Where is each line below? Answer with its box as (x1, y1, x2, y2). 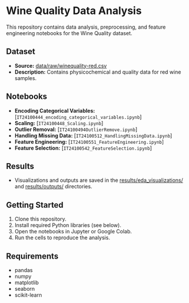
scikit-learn (14, 291, 42, 298)
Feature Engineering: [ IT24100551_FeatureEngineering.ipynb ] (14, 138, 164, 145)
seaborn (14, 285, 35, 292)
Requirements (6, 251, 59, 261)
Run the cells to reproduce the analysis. (14, 234, 110, 241)
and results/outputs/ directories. (14, 183, 92, 190)
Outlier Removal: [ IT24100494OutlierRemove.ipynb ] (14, 126, 138, 133)
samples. (14, 74, 37, 81)
